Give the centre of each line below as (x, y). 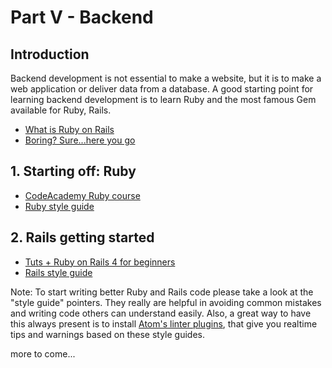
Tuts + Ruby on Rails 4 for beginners (100, 262)
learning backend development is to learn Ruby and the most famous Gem (163, 99)
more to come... (43, 353)
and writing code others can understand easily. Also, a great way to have (161, 313)
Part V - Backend (82, 17)
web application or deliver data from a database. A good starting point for (162, 89)
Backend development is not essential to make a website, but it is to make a (166, 78)
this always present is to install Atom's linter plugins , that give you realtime (164, 323)
